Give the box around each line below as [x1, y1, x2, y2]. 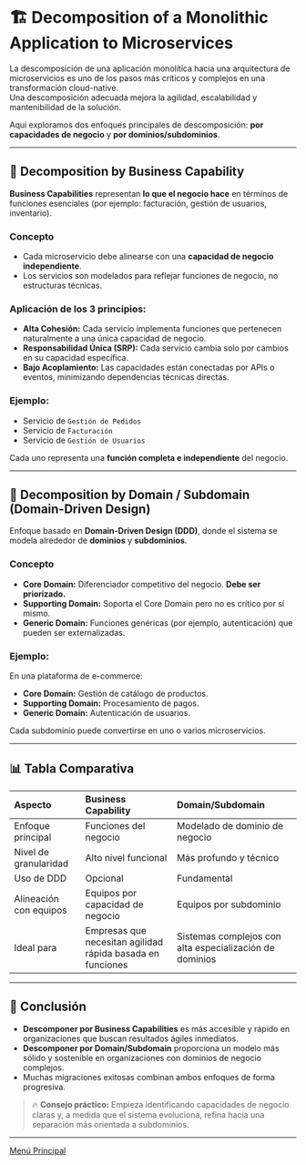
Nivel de [14, 845, 50, 858]
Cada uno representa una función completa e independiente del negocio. [9, 452, 289, 463]
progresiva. [22, 1081, 66, 1092]
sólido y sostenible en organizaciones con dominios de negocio [22, 1052, 262, 1063]
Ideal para [14, 941, 57, 954]
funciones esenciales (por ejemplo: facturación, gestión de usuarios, [9, 198, 267, 209]
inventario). [9, 207, 53, 219]
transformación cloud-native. [9, 82, 119, 93]
